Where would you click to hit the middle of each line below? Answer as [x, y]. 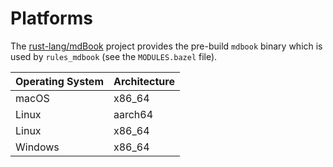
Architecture [144, 81]
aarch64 [133, 114]
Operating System [59, 81]
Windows [37, 147]
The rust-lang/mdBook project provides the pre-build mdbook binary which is [166, 46]
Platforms [51, 18]
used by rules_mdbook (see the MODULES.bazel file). [114, 56]
